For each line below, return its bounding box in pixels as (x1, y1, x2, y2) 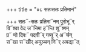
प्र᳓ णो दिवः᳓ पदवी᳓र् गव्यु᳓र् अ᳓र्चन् (6, 31, 73, 39)
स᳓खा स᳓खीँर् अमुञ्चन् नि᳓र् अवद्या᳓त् (6, 38, 80, 45)
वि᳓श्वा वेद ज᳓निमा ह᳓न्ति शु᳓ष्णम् (6, 25, 70, 31)
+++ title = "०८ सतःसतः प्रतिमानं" (6, 6, 77, 13)
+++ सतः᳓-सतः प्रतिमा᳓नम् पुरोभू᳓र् (6, 18, 74, 25)
